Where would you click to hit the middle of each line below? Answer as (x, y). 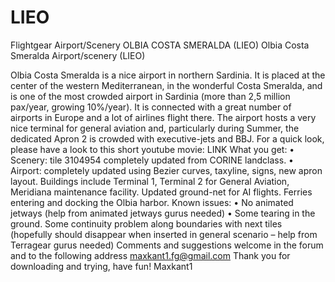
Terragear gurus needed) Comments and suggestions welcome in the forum (167, 245)
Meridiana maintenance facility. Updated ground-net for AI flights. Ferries (161, 192)
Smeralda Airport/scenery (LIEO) (78, 55)
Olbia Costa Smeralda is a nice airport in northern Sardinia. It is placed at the (168, 75)
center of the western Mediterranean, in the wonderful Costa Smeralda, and (166, 85)
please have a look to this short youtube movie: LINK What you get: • (152, 149)
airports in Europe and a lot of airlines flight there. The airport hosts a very (163, 117)
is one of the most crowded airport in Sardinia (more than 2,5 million (150, 96)
